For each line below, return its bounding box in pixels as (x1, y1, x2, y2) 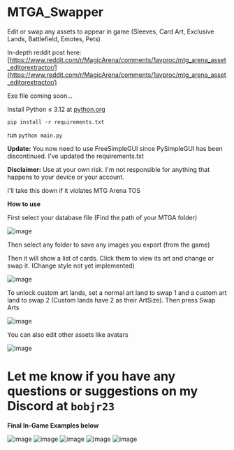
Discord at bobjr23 (7, 398, 115, 414)
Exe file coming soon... (7, 92, 73, 100)
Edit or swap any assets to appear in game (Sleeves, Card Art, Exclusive (7, 27, 214, 36)
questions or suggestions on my (7, 384, 198, 399)
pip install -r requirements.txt (7, 118, 105, 126)
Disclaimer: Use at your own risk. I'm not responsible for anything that (7, 165, 210, 173)
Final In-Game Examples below (7, 421, 99, 430)
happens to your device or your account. (7, 173, 124, 181)
